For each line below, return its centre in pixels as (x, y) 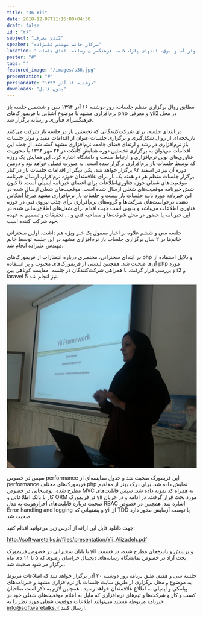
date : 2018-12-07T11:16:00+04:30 (49, 19)
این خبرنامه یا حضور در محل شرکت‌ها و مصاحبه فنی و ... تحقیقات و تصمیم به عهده (98, 215)
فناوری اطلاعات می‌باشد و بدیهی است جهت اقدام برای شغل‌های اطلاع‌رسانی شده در (101, 208)
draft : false (23, 25)
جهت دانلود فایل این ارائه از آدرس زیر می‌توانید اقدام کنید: (71, 528)
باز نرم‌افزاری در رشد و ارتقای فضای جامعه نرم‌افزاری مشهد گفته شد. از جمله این (98, 144)
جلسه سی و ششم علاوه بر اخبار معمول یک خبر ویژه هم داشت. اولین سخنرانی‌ (94, 233)
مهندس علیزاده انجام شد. (35, 246)
